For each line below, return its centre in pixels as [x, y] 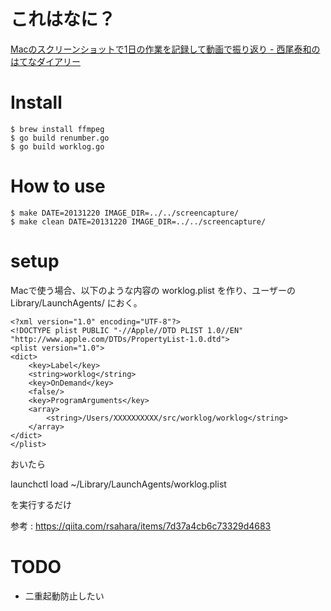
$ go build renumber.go [60, 138]
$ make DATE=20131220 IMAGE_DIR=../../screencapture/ [125, 213]
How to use [58, 186]
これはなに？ [63, 19]
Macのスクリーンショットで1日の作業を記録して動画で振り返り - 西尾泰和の [165, 49]
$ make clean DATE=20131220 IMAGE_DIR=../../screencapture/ [138, 221]
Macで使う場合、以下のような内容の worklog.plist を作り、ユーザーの [153, 290]
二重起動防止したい [64, 596]
